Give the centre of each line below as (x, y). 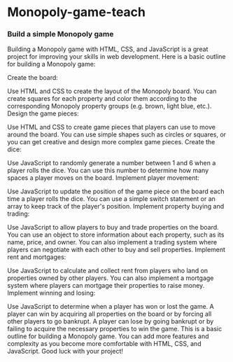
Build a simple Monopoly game (61, 34)
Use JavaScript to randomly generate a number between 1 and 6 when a (112, 163)
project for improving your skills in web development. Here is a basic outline (116, 57)
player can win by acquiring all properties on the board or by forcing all (110, 314)
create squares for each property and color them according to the (102, 99)
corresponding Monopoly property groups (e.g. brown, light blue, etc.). (110, 106)
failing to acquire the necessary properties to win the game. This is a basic (115, 329)
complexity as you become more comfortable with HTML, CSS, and (104, 344)
